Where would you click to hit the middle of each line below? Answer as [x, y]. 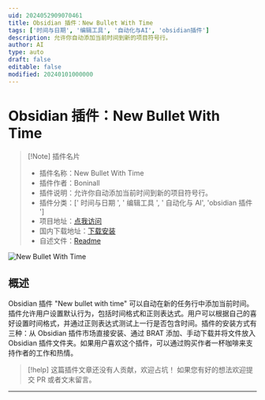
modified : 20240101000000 [50, 74]
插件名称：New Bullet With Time [91, 173]
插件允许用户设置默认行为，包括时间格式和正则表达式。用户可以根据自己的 [129, 314]
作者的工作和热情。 [46, 353]
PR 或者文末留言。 [66, 379]
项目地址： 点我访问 [71, 221]
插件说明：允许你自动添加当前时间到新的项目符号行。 [126, 192]
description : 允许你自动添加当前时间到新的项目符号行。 [90, 38]
